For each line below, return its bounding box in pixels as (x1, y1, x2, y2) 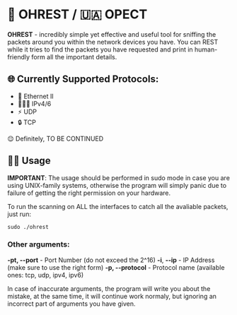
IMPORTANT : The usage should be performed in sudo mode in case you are (7, 173, 230, 182)
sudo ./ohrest (7, 223, 50, 230)
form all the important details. (31, 52, 117, 61)
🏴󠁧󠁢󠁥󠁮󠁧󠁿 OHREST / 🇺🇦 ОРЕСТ (7, 6, 148, 23)
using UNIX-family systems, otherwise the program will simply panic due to (7, 181, 227, 189)
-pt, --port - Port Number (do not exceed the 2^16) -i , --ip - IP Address (7, 256, 215, 264)
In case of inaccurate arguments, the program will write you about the (7, 284, 211, 292)
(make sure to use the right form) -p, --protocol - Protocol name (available (7, 263, 225, 271)
